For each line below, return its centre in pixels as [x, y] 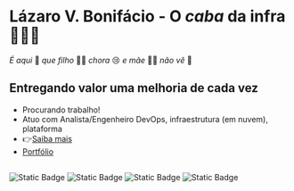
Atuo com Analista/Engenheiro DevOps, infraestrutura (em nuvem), [145, 119]
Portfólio [38, 151]
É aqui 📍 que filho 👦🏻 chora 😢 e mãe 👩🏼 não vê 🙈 [101, 60]
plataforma [42, 129]
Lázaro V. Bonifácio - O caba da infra [147, 17]
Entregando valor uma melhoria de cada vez [134, 88]
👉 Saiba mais [47, 138]
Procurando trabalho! [61, 110]
